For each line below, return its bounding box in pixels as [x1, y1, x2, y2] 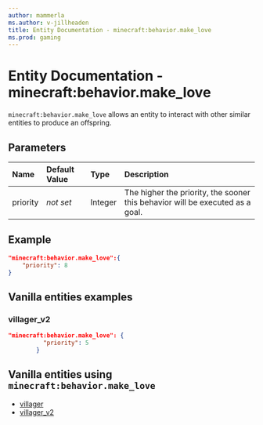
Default [46, 164, 74, 175]
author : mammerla [8, 11, 65, 20]
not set [46, 197, 72, 208]
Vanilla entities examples [8, 290, 133, 303]
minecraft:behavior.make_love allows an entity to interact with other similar [8, 110, 251, 119]
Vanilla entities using [8, 368, 113, 381]
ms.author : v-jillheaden [8, 19, 89, 27]
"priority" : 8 [22, 261, 68, 269]
